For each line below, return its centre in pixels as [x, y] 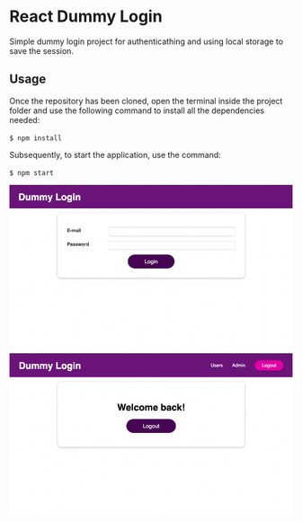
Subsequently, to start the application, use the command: [115, 155]
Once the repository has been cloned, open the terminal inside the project [146, 101]
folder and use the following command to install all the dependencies [137, 110]
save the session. [42, 50]
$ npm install [36, 138]
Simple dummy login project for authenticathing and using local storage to [147, 41]
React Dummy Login [86, 17]
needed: [25, 119]
